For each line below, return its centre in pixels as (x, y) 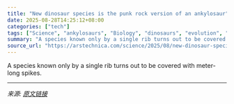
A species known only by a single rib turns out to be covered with (101, 66)
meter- (206, 66)
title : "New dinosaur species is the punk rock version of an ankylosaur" (118, 14)
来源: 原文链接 (27, 94)
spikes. (31, 73)
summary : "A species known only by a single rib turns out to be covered (117, 40)
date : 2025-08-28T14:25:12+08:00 (56, 20)
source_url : (24, 46)
